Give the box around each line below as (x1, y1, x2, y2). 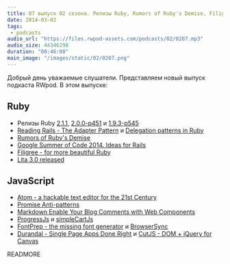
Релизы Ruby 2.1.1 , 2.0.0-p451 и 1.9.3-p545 (16, 119, 139, 127)
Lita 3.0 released (16, 155, 65, 163)
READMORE (7, 250, 41, 259)
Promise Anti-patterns (16, 200, 80, 209)
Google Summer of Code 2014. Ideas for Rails (16, 141, 146, 149)
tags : (7, 23, 23, 29)
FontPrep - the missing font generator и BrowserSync (16, 222, 168, 230)
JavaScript (7, 175, 55, 187)
